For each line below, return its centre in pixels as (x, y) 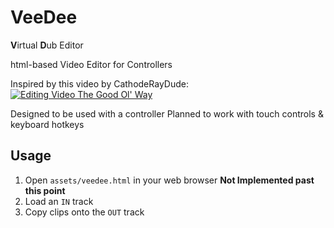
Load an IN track (59, 201)
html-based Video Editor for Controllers (91, 64)
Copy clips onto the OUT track (84, 212)
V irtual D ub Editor (47, 45)
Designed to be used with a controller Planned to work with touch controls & (167, 113)
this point (45, 190)
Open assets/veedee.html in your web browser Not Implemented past (169, 180)
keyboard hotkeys (47, 124)
